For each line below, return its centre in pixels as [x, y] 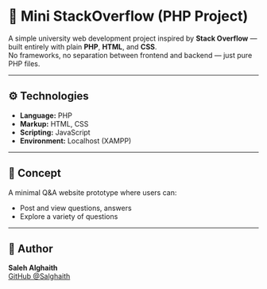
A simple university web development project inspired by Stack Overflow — [133, 38]
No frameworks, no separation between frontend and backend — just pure [130, 55]
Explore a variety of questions [69, 216]
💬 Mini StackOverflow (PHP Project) [128, 16]
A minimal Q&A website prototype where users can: [93, 192]
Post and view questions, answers [76, 208]
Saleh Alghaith [33, 268]
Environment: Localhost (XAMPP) [75, 141]
